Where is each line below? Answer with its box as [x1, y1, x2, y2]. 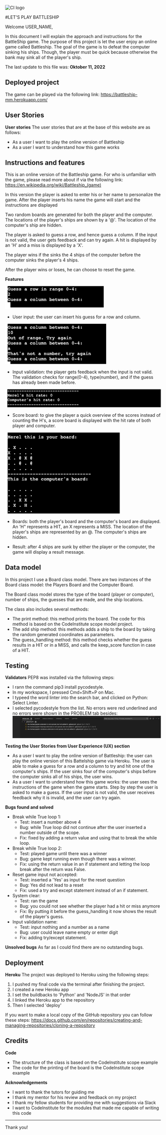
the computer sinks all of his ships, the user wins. [12, 774, 113, 780]
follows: [5, 129, 21, 135]
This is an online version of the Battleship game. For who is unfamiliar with [5, 172, 157, 177]
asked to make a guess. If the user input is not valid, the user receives [12, 789, 155, 795]
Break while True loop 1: [12, 814, 61, 820]
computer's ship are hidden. [5, 222, 63, 228]
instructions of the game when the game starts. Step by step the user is [12, 784, 158, 790]
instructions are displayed [5, 202, 58, 208]
